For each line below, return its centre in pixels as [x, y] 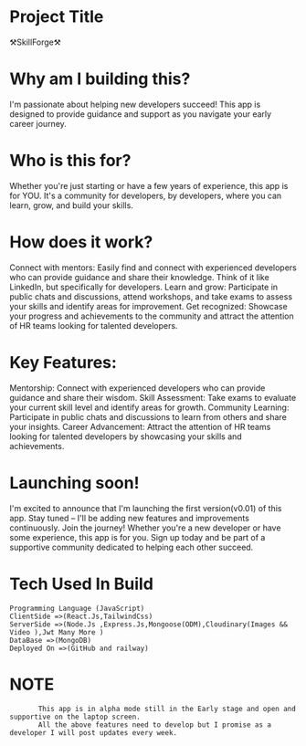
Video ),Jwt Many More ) [57, 632]
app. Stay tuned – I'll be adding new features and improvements [129, 518]
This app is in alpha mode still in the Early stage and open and [167, 709]
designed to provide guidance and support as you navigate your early [141, 114]
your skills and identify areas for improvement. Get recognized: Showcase [148, 306]
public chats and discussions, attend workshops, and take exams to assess [151, 296]
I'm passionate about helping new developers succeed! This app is [135, 104]
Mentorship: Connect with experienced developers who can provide [137, 388]
